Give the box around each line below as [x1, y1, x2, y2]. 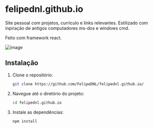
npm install [12, 119, 37, 124]
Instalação [5, 59, 39, 67]
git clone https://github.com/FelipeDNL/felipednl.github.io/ [12, 81, 144, 86]
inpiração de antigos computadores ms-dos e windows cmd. [5, 25, 130, 31]
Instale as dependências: [12, 109, 64, 115]
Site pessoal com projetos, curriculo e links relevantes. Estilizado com [5, 20, 148, 26]
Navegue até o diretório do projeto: [12, 90, 84, 96]
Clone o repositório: [12, 72, 53, 78]
